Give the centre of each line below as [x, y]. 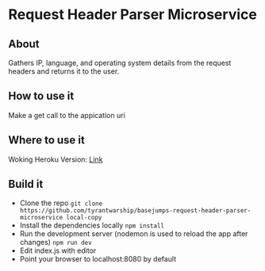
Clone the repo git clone [61, 203]
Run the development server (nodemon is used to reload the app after [134, 234]
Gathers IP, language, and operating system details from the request [120, 63]
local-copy [84, 218]
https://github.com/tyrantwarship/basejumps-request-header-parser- [135, 211]
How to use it [41, 96]
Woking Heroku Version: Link [56, 159]
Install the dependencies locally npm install [92, 225]
